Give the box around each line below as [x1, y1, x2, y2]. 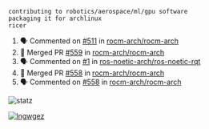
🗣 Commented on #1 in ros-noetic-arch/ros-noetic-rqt [19, 57, 201, 66]
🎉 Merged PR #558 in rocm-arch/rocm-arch [19, 68, 165, 78]
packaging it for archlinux [8, 14, 102, 22]
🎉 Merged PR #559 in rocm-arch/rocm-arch [19, 48, 165, 57]
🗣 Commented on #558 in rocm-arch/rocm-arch [19, 77, 182, 87]
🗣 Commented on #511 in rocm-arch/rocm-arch [19, 36, 179, 46]
